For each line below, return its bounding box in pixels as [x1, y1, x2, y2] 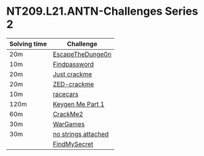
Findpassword [53, 60, 94, 68]
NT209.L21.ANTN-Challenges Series [6, 4, 198, 18]
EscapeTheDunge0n [53, 50, 112, 58]
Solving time [9, 39, 47, 48]
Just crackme [53, 69, 93, 78]
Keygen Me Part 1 [53, 99, 105, 108]
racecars [53, 90, 78, 98]
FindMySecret [53, 139, 94, 148]
